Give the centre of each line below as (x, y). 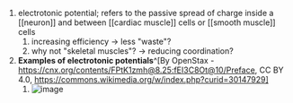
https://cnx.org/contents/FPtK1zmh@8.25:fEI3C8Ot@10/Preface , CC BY (151, 70)
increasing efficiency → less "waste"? (101, 41)
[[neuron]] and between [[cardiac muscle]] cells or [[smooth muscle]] (146, 22)
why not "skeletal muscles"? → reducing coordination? (132, 51)
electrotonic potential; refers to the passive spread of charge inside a (146, 13)
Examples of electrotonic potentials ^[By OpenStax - (116, 60)
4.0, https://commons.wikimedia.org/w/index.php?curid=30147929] (143, 79)
